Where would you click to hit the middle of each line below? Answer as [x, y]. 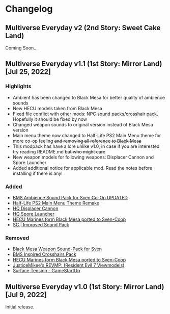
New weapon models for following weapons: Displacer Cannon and [83, 157]
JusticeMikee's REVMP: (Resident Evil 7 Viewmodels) [68, 265]
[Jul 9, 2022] [26, 294]
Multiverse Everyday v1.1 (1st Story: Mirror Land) [84, 64]
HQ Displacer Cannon [35, 208]
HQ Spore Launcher [33, 214]
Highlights [18, 86]
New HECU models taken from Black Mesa [58, 108]
